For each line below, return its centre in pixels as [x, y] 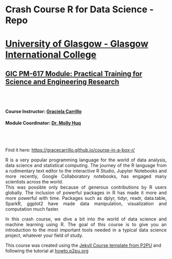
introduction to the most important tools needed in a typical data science [86, 230]
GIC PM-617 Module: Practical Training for [74, 74]
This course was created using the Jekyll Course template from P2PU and [83, 245]
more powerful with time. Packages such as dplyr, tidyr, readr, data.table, [86, 198]
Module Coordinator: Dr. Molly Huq [43, 123]
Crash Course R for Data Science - [80, 10]
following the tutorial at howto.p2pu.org [47, 251]
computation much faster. [33, 209]
